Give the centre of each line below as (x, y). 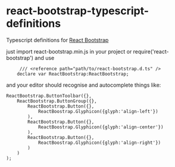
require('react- (151, 51)
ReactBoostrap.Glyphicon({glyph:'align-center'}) (101, 127)
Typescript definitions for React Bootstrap (57, 40)
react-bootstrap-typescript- (78, 11)
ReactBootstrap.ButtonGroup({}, (57, 101)
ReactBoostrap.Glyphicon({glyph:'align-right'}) (99, 143)
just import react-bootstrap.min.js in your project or (69, 51)
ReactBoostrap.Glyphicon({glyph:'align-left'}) (98, 111)
